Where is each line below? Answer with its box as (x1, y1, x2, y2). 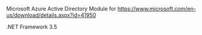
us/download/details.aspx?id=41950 (6, 11, 96, 19)
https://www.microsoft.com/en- (117, 5, 196, 12)
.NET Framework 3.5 (6, 24, 57, 30)
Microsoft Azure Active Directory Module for (6, 5, 116, 12)
